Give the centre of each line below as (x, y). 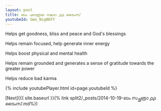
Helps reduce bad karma (31, 79)
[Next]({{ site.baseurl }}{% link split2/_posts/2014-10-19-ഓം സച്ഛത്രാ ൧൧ (80, 98)
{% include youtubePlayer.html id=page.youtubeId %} (61, 88)
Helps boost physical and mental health (46, 53)
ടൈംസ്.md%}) (21, 104)
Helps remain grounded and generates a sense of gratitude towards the (80, 63)
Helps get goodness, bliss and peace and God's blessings (66, 34)
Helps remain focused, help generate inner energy (58, 44)
